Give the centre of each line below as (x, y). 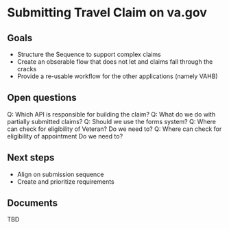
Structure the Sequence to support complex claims (89, 54)
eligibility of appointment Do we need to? (65, 136)
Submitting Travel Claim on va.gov (107, 13)
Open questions (42, 98)
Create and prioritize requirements (65, 181)
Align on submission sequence (60, 174)
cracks (26, 69)
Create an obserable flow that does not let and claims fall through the (115, 62)
